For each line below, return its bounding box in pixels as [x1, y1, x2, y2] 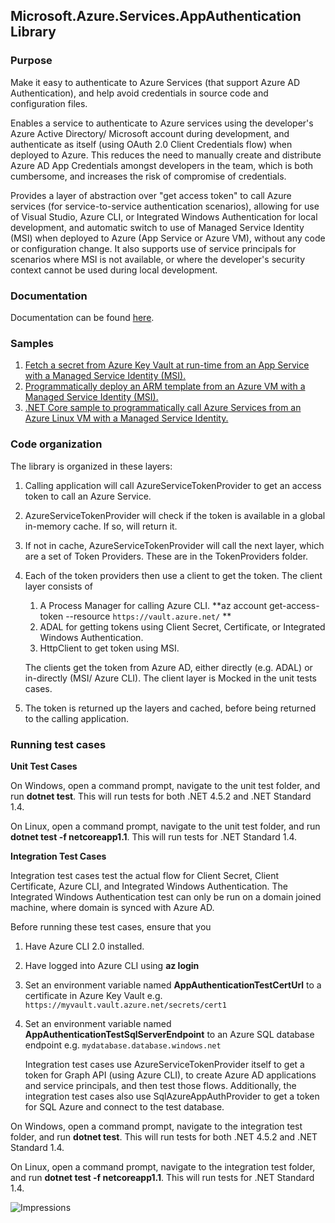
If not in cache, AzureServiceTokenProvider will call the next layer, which [24, 539, 325, 551]
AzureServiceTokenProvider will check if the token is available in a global [24, 509, 326, 521]
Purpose [10, 54, 53, 68]
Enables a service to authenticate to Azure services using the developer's [10, 117, 314, 129]
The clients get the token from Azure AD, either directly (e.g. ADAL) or [24, 661, 313, 673]
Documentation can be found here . [10, 311, 155, 323]
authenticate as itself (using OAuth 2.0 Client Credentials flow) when [10, 138, 293, 150]
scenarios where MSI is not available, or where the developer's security [10, 253, 305, 265]
